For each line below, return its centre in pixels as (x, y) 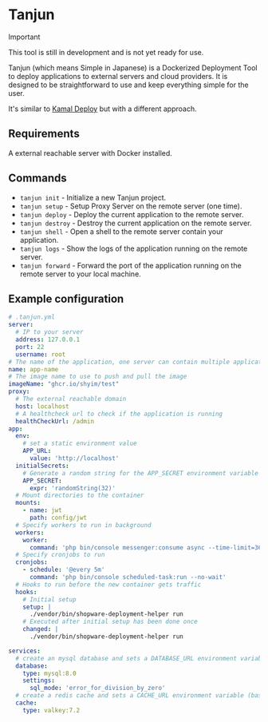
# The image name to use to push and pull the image (98, 377)
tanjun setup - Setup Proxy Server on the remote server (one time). (131, 206)
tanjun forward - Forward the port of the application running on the (130, 265)
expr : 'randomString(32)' (72, 488)
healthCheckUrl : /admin (55, 421)
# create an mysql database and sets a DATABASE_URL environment (126, 658)
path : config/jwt (58, 518)
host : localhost (42, 406)
